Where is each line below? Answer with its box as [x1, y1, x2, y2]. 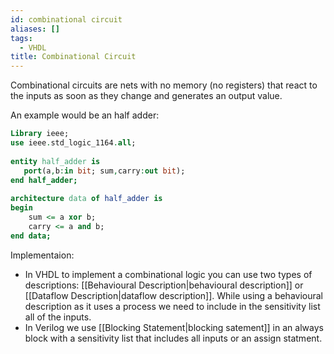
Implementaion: [10, 249, 75, 261]
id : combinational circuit [10, 14, 123, 25]
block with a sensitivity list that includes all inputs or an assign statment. [24, 332, 323, 344]
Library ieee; [10, 129, 70, 139]
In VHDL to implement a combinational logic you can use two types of [24, 268, 313, 280]
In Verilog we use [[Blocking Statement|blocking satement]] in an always [24, 321, 324, 333]
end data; [10, 231, 52, 241]
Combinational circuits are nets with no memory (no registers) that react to [10, 79, 318, 91]
